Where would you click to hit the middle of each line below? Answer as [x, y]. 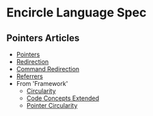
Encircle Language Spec [76, 13]
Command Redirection [48, 69]
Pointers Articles [43, 38]
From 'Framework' [42, 83]
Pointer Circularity [52, 105]
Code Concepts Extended [63, 98]
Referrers [30, 76]
